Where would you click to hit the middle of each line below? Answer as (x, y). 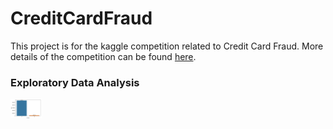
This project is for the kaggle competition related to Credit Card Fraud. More (167, 46)
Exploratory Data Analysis (75, 82)
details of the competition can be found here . (103, 56)
